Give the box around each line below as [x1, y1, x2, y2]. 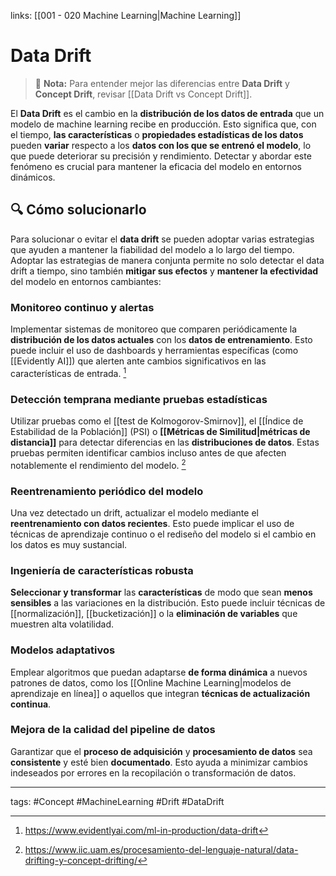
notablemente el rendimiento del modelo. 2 [10, 458, 187, 471]
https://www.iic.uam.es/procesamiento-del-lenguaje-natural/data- [24, 843, 299, 855]
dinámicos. [10, 171, 56, 183]
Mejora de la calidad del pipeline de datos [10, 723, 216, 737]
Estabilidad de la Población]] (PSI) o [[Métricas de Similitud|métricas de [10, 426, 311, 437]
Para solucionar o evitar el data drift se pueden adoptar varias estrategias [10, 233, 315, 245]
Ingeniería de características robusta [10, 563, 194, 577]
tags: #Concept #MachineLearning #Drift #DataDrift [10, 795, 225, 807]
